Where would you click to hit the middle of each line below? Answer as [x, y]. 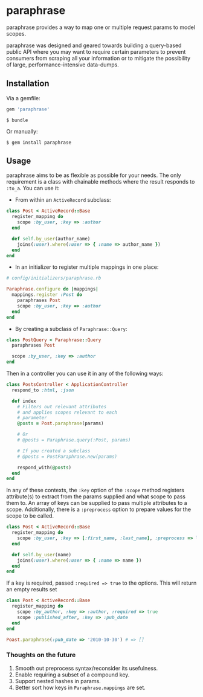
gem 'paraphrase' [28, 109]
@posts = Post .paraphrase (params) [60, 423]
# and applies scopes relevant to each [67, 412]
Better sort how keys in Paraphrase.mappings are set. [80, 687]
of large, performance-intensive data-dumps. [63, 65]
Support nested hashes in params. [58, 681]
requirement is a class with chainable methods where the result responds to [101, 182]
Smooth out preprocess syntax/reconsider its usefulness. [86, 668]
